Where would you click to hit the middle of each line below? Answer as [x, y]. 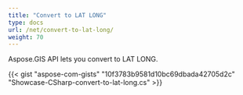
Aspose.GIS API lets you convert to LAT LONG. [83, 59]
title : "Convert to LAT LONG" [58, 15]
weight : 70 [26, 37]
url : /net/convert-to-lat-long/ [61, 30]
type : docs [26, 23]
